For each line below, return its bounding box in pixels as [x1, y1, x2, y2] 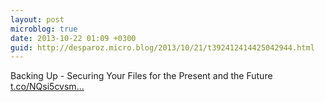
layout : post [10, 14, 65, 25]
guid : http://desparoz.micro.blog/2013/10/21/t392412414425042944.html [10, 42, 315, 53]
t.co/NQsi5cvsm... [10, 81, 85, 93]
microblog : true [10, 24, 78, 34]
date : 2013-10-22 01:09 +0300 [10, 33, 137, 43]
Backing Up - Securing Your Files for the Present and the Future [10, 70, 273, 82]
